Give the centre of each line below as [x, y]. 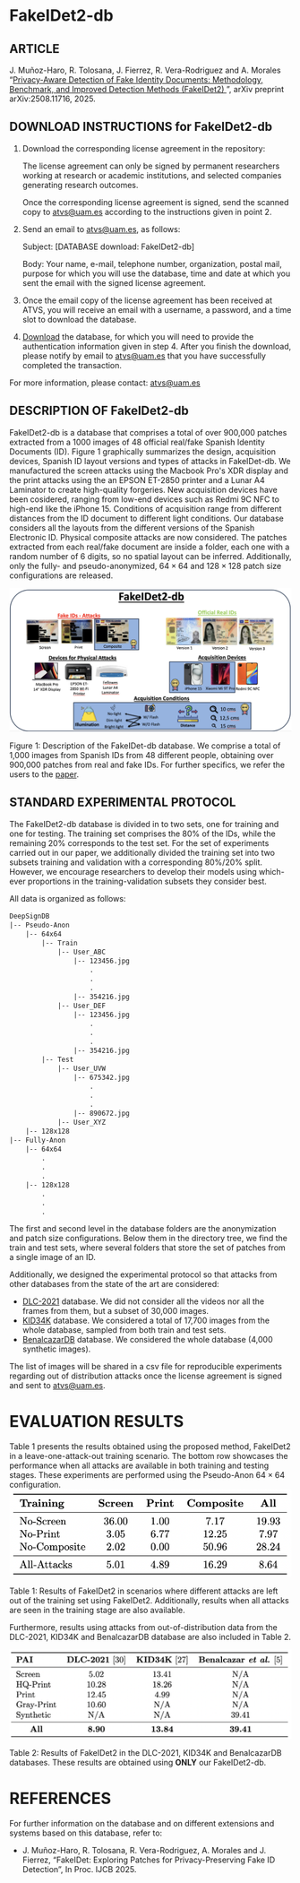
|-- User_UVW [81, 1068]
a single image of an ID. [52, 1257]
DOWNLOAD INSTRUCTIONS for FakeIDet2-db [141, 127]
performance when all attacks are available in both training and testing [139, 1465]
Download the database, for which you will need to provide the [138, 336]
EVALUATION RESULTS [97, 1422]
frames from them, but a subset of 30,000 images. [115, 1310]
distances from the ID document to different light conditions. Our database [146, 518]
